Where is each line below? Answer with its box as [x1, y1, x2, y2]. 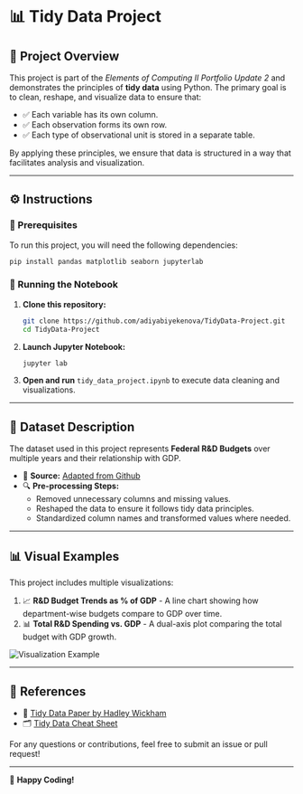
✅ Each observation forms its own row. [22, 119, 168, 130]
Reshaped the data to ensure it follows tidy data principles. [35, 503, 254, 515]
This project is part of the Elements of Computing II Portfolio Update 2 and [9, 72, 286, 83]
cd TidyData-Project [22, 325, 100, 334]
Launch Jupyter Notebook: [22, 341, 126, 352]
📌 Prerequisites [9, 219, 78, 232]
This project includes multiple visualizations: [9, 577, 174, 588]
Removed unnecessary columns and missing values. [35, 494, 232, 505]
